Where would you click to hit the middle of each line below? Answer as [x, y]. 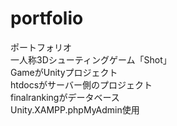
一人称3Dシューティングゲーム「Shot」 [91, 59]
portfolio [47, 18]
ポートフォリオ [41, 47]
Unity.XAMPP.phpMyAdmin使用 [75, 109]
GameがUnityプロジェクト [64, 72]
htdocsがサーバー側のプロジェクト [81, 84]
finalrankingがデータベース [65, 97]
